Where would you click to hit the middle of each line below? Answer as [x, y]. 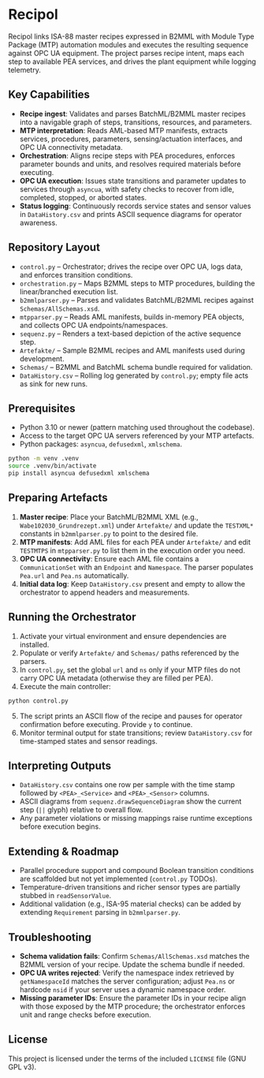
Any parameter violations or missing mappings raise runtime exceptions [136, 819]
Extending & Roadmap [64, 851]
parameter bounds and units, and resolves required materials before [130, 164]
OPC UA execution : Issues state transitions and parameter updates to [133, 181]
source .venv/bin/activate [52, 466]
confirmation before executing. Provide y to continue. [106, 724]
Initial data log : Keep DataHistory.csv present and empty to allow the [132, 584]
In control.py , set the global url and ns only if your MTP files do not [130, 670]
